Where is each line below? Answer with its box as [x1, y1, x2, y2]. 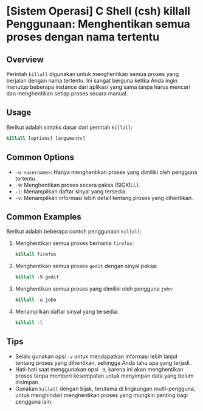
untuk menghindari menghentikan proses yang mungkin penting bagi [15, 391, 188, 399]
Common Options [6, 152, 75, 162]
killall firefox [15, 251, 57, 258]
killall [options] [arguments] [6, 135, 86, 141]
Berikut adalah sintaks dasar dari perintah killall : [6, 123, 132, 131]
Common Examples [6, 212, 82, 222]
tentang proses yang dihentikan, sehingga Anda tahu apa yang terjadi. [15, 359, 191, 366]
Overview [6, 54, 44, 64]
